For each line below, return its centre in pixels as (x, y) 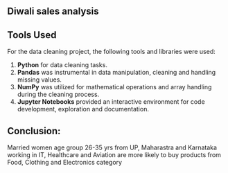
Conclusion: (34, 131)
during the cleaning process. (58, 94)
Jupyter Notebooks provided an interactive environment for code (111, 102)
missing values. (40, 80)
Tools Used (32, 35)
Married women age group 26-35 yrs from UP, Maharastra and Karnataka (112, 147)
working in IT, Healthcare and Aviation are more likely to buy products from (114, 155)
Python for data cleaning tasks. (62, 65)
